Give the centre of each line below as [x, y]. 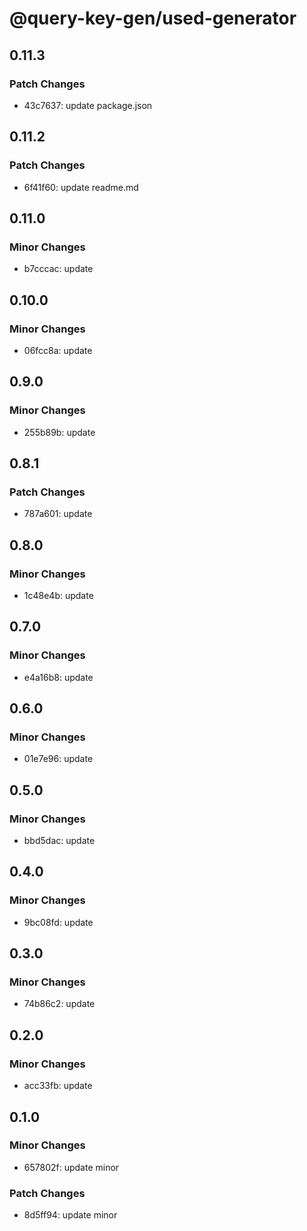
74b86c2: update [59, 1004]
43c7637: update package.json [88, 105]
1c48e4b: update [58, 595]
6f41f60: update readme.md [81, 187]
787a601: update [58, 514]
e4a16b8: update [58, 677]
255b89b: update [59, 432]
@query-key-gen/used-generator [153, 18]
